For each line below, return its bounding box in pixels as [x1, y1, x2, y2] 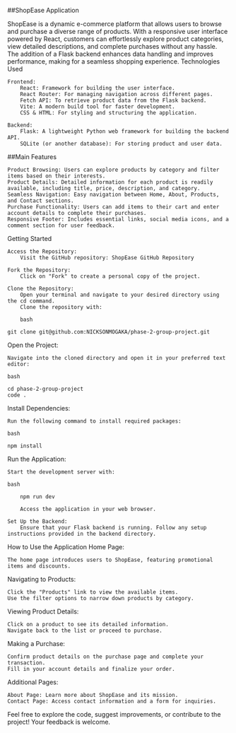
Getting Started [7, 235, 52, 242]
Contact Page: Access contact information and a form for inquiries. [7, 698, 217, 705]
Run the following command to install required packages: [7, 418, 182, 425]
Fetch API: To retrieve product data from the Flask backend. [20, 97, 207, 104]
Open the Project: [7, 341, 59, 349]
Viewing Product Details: [7, 607, 79, 616]
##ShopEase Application [7, 6, 79, 14]
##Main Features [7, 153, 57, 161]
